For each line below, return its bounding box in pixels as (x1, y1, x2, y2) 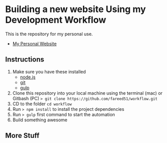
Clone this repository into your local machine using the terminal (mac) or (12, 90, 162, 96)
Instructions (5, 55, 44, 64)
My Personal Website (12, 40, 57, 46)
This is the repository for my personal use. (5, 31, 93, 37)
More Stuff (5, 131, 40, 140)
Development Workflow (5, 14, 107, 26)
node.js (20, 74, 36, 80)
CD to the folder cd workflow (12, 101, 72, 107)
